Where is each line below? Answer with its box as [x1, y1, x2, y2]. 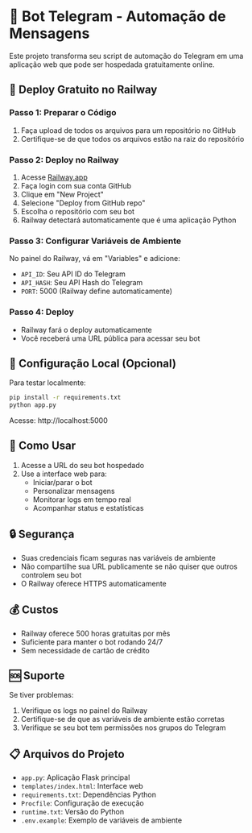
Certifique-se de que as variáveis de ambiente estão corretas [20, 715, 225, 724]
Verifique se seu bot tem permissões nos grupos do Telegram [20, 723, 226, 732]
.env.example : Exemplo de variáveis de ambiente [20, 815, 183, 825]
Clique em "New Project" [20, 189, 104, 199]
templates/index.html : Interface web [20, 781, 143, 791]
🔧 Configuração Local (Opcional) [9, 356, 176, 370]
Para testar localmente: [9, 378, 87, 387]
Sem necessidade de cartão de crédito [20, 645, 150, 655]
